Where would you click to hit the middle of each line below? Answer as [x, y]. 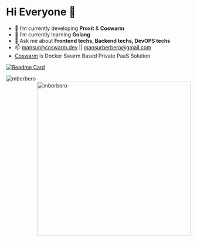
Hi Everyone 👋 [41, 12]
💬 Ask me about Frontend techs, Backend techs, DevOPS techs [92, 41]
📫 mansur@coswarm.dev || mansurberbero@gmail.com [83, 47]
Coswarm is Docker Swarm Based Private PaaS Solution [82, 56]
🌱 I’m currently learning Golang [52, 34]
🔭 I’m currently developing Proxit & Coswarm [69, 28]
